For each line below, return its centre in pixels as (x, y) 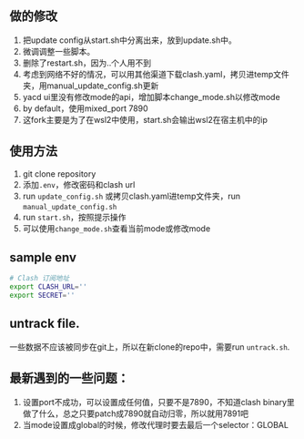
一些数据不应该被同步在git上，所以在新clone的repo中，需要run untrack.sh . (150, 347)
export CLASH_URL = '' (49, 287)
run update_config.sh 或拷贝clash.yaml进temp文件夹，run (132, 196)
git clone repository (59, 174)
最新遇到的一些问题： (69, 378)
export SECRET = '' (42, 296)
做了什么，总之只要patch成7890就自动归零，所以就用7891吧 (135, 413)
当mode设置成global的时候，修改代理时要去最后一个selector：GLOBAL (156, 424)
